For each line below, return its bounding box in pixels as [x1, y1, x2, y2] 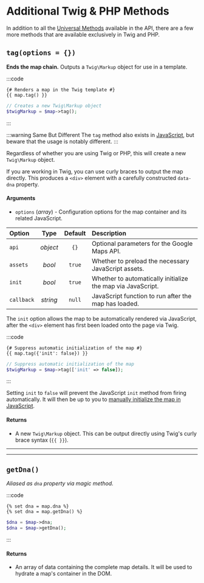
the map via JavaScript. [92, 282, 159, 290]
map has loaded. [92, 299, 140, 308]
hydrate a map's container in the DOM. [15, 570, 112, 578]
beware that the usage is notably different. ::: [6, 138, 118, 145]
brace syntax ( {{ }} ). [15, 436, 69, 444]
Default [64, 229, 86, 237]
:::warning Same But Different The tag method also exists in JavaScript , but [6, 131, 194, 138]
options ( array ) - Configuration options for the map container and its [15, 208, 187, 215]
